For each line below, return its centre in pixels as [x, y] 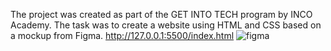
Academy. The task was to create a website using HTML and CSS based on [166, 25]
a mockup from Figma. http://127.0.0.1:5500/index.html [122, 35]
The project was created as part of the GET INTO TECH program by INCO [161, 14]
